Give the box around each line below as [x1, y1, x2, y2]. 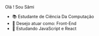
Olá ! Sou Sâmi [5, 4, 34, 10]
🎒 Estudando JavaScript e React [12, 26, 77, 31]
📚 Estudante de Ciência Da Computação [12, 14, 94, 19]
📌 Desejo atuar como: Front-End [12, 21, 77, 26]
